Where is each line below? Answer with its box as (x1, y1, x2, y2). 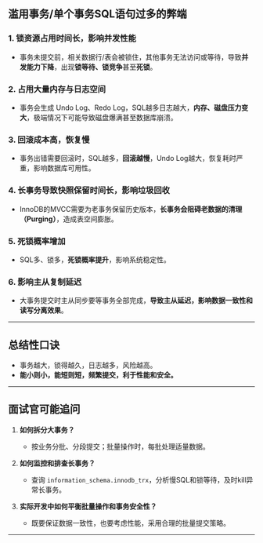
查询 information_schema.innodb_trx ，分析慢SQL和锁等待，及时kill (31, 475, 247, 484)
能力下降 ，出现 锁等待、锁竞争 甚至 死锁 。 (26, 62, 157, 71)
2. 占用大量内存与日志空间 (8, 83, 106, 94)
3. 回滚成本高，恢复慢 (8, 134, 90, 145)
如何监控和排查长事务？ (19, 458, 95, 468)
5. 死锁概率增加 (8, 235, 66, 246)
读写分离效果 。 (19, 305, 68, 315)
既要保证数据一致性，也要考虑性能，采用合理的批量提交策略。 (31, 518, 231, 527)
